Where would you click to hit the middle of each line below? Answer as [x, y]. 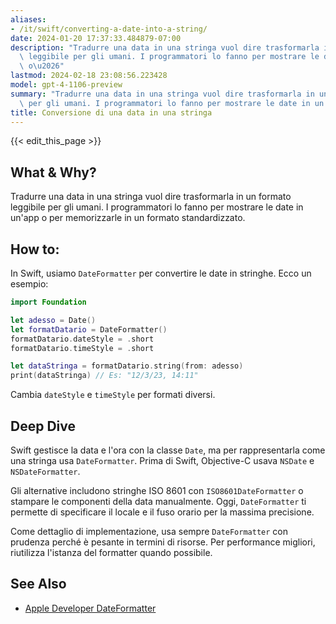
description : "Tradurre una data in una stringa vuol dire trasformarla [165, 47]
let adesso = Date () [53, 320]
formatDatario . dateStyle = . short [82, 339]
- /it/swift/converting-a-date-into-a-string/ [109, 29]
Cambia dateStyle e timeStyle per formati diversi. [113, 395]
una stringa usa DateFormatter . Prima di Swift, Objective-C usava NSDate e [162, 460]
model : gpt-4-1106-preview [66, 85]
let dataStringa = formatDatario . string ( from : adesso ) [127, 366]
